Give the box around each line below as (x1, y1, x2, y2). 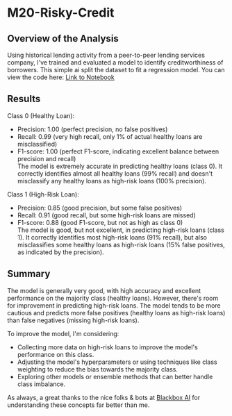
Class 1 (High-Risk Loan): (7, 190, 80, 199)
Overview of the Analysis (7, 33, 119, 44)
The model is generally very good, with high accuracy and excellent (7, 286, 201, 294)
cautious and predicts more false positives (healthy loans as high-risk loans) (7, 308, 226, 317)
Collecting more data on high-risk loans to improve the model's (17, 342, 198, 351)
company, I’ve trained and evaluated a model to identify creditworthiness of (7, 58, 224, 67)
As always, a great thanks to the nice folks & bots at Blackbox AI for (7, 393, 200, 401)
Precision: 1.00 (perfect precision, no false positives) (17, 125, 168, 133)
